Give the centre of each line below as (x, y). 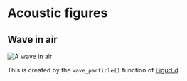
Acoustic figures (58, 13)
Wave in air (33, 39)
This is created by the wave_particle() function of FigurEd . (94, 70)
